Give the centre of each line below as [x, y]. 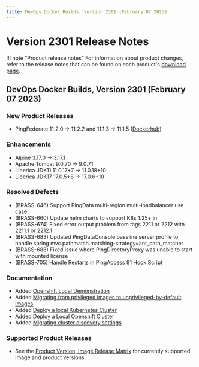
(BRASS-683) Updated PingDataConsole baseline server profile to [97, 236]
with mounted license [41, 256]
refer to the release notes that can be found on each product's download [96, 64]
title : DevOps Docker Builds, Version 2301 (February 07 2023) [87, 12]
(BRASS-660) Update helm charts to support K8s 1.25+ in [86, 218]
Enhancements [29, 144]
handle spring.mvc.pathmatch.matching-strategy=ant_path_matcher [99, 243]
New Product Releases [40, 116]
